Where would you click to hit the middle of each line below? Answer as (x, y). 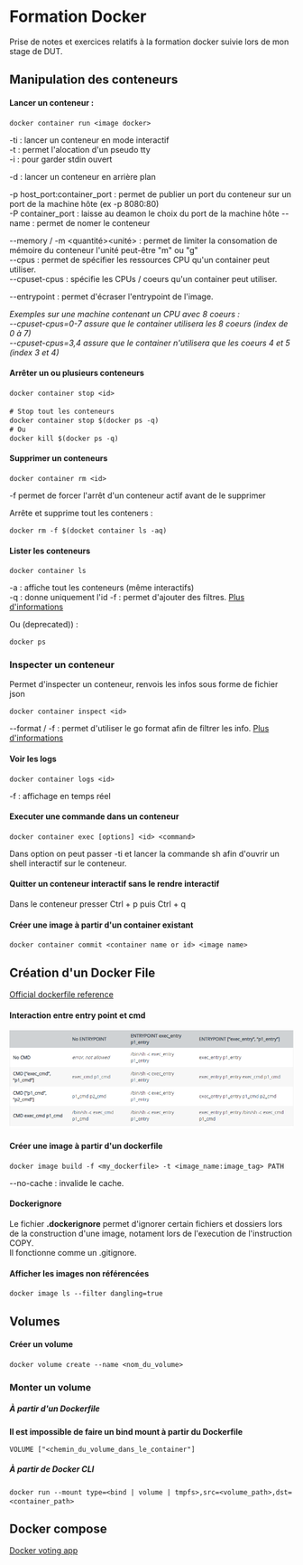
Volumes (35, 1321)
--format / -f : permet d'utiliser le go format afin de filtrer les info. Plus (139, 729)
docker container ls (48, 571)
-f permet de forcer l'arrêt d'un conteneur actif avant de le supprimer (138, 495)
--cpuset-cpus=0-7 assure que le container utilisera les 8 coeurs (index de (149, 324)
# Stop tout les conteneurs (62, 411)
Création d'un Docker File (83, 972)
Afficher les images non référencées (79, 1273)
